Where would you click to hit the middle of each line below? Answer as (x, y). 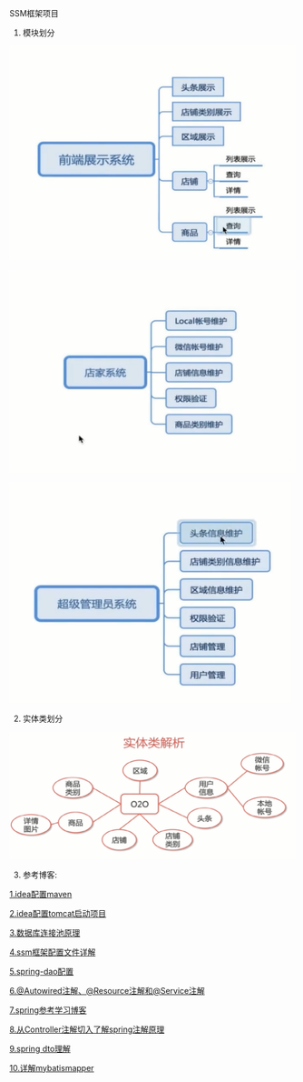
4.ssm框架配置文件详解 (53, 952)
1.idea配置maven (41, 894)
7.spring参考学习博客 (48, 1010)
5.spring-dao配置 (42, 971)
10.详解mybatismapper (52, 1067)
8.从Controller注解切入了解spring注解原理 (87, 1029)
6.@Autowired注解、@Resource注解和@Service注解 (108, 990)
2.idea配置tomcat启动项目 (58, 913)
